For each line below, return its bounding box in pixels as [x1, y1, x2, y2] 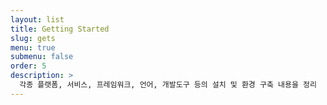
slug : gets [10, 33, 56, 43]
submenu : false [10, 52, 74, 62]
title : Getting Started [10, 24, 110, 34]
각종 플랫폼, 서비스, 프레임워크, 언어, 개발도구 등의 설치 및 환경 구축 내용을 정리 [19, 80, 317, 90]
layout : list [10, 14, 65, 25]
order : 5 [10, 61, 47, 71]
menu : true [10, 42, 56, 53]
